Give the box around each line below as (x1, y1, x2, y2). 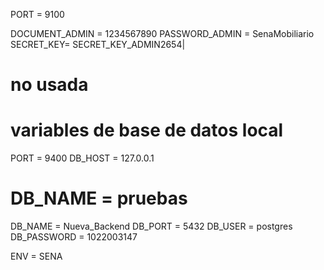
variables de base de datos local (10, 119, 284, 142)
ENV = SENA (10, 250, 63, 263)
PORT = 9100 (10, 9, 65, 20)
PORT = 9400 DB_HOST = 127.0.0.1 (10, 152, 155, 164)
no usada (10, 74, 89, 96)
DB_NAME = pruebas (10, 187, 188, 210)
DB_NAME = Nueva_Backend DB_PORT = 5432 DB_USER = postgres (10, 220, 293, 233)
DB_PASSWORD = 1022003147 (10, 231, 138, 243)
